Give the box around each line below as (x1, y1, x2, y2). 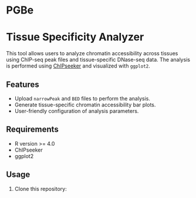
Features (6, 79, 39, 89)
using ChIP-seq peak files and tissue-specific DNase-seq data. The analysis (6, 56, 191, 63)
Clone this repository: (14, 185, 67, 192)
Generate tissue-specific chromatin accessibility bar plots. (14, 101, 156, 108)
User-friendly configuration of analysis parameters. (14, 107, 139, 115)
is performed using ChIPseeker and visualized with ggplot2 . (6, 62, 151, 69)
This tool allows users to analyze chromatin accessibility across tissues (6, 50, 178, 57)
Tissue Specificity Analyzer (6, 31, 144, 44)
